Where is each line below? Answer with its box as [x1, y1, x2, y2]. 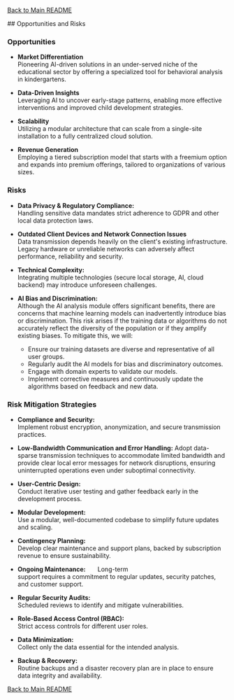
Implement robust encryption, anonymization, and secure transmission [17, 423, 221, 431]
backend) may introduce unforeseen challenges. [17, 280, 157, 289]
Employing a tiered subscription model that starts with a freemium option [17, 153, 227, 162]
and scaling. [17, 523, 53, 531]
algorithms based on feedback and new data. [27, 381, 159, 391]
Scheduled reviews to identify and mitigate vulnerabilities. [17, 601, 184, 609]
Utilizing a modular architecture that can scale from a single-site [17, 125, 203, 133]
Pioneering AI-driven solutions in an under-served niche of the [17, 60, 198, 69]
